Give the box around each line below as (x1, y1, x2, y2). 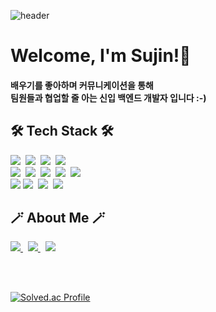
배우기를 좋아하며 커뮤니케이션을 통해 (10, 79, 154, 91)
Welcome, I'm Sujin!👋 (10, 45, 192, 67)
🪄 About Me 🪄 (10, 209, 106, 226)
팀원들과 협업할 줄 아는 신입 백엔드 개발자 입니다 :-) (10, 91, 207, 104)
